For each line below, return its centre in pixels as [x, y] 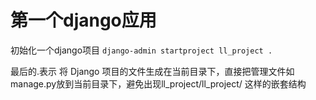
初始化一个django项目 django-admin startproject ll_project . [141, 50]
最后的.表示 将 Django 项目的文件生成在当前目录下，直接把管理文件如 [152, 71]
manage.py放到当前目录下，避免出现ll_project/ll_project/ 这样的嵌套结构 [158, 83]
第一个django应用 [83, 20]
